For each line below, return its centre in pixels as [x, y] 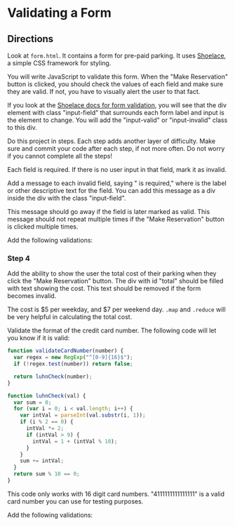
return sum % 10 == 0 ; [47, 474]
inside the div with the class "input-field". [67, 198]
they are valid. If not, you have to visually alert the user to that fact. [104, 92]
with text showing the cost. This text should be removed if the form [104, 288]
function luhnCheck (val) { [47, 396]
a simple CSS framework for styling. [59, 63]
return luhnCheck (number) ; [53, 377]
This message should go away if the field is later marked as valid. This [109, 211]
